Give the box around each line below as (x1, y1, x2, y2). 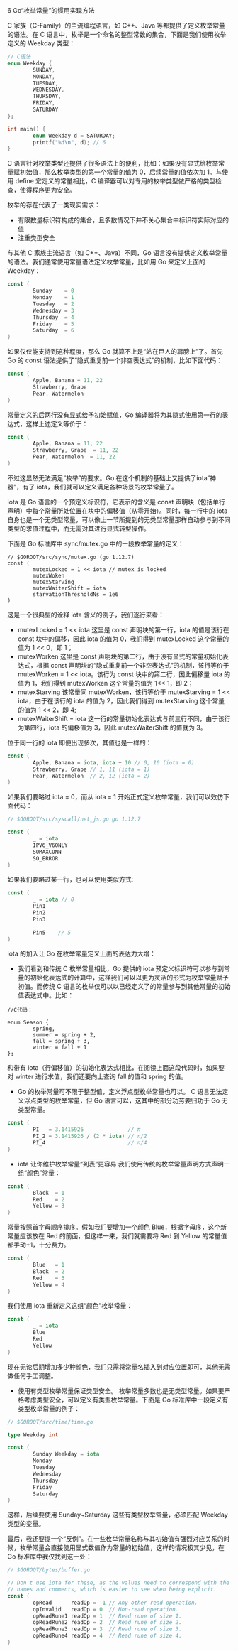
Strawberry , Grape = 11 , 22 (33, 447, 119, 454)
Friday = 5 (33, 320, 74, 328)
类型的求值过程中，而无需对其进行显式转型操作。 (7, 524, 150, 533)
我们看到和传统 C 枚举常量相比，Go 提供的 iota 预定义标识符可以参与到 (17, 965, 225, 973)
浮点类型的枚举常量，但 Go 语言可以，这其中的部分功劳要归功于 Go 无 (23, 1096, 228, 1105)
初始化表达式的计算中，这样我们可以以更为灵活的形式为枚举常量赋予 (30, 973, 229, 982)
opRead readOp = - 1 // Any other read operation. (33, 1599, 198, 1606)
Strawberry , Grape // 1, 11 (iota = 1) (33, 766, 151, 773)
